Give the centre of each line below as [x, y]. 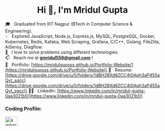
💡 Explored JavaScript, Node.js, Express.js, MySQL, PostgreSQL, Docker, [80, 36]
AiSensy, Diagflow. [24, 47]
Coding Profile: [23, 108]
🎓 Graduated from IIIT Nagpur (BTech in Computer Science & [69, 24]
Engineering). [19, 31]
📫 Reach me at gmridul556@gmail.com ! [49, 57]
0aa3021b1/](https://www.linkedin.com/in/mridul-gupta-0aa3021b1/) [74, 96]
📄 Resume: [120, 70]
